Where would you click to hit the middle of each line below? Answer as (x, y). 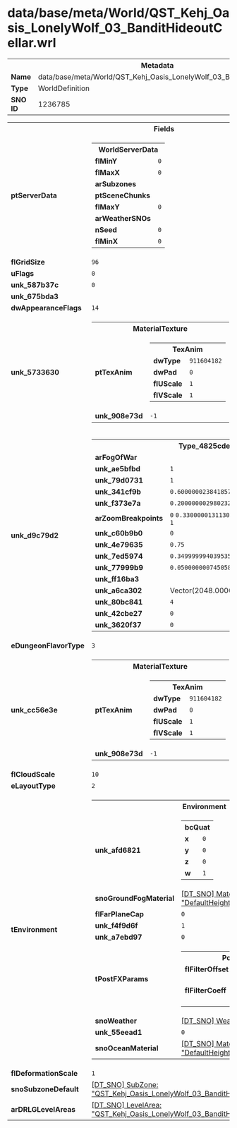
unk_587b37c (35, 285)
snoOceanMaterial (127, 1048)
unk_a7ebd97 (119, 937)
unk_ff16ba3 (117, 578)
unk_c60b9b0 (119, 533)
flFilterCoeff (206, 990)
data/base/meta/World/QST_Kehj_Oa (119, 13)
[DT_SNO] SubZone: (125, 1084)
